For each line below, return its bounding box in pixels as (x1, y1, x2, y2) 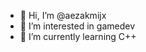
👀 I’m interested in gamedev (19, 20, 136, 32)
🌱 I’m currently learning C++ (19, 31, 137, 42)
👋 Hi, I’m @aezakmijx (19, 10, 107, 21)
